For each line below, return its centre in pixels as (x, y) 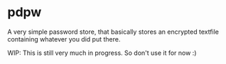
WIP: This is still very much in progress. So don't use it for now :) (102, 53)
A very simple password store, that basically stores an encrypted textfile (113, 32)
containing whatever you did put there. (64, 39)
